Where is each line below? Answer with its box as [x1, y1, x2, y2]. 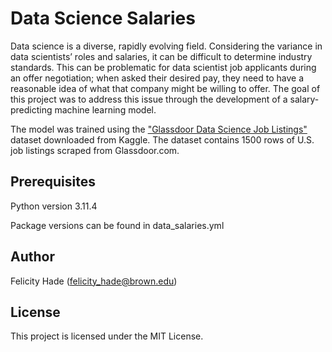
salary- [289, 93, 320, 105]
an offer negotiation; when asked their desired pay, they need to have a [10, 72, 305, 84]
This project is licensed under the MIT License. [10, 330, 204, 342]
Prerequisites [10, 173, 96, 191]
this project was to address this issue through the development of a [10, 93, 288, 105]
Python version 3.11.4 [10, 200, 98, 212]
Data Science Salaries [10, 7, 196, 30]
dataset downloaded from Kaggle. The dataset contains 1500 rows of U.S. [10, 133, 315, 146]
